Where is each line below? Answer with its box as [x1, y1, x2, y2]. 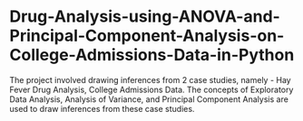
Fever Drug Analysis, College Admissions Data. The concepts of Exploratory [9, 84, 294, 95]
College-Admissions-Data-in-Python [9, 45, 295, 65]
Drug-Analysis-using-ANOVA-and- [9, 6, 281, 27]
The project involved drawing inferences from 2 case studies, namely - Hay [9, 74, 292, 85]
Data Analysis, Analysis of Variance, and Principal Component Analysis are [9, 93, 288, 105]
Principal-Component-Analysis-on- [9, 25, 285, 46]
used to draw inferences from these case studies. [9, 103, 195, 114]
